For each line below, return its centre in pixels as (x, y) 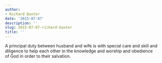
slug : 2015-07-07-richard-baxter (39, 28)
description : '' (21, 23)
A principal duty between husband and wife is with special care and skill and (81, 46)
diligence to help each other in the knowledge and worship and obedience (79, 51)
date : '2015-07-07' (25, 18)
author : (13, 9)
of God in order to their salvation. (38, 56)
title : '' (15, 32)
